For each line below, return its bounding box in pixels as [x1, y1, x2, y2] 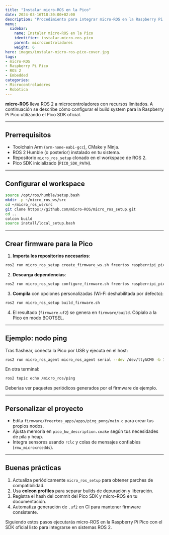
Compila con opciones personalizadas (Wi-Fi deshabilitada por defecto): [12, 290, 164, 296]
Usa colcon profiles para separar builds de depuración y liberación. [12, 488, 153, 494]
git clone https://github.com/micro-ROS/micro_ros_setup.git [5, 207, 136, 212]
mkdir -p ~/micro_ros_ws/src [5, 197, 66, 202]
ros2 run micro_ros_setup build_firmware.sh [5, 300, 100, 305]
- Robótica [5, 87, 28, 92]
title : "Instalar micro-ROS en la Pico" [5, 7, 92, 13]
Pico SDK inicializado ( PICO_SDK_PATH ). [12, 160, 92, 166]
